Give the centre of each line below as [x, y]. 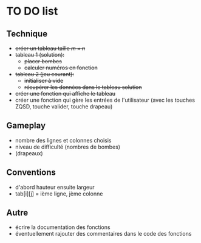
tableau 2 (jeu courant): [45, 74]
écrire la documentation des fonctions [63, 227]
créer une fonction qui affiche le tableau [65, 93]
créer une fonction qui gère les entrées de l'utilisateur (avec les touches [105, 100]
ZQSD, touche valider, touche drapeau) [64, 107]
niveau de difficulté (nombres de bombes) [67, 147]
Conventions [31, 173]
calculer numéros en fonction [61, 68]
